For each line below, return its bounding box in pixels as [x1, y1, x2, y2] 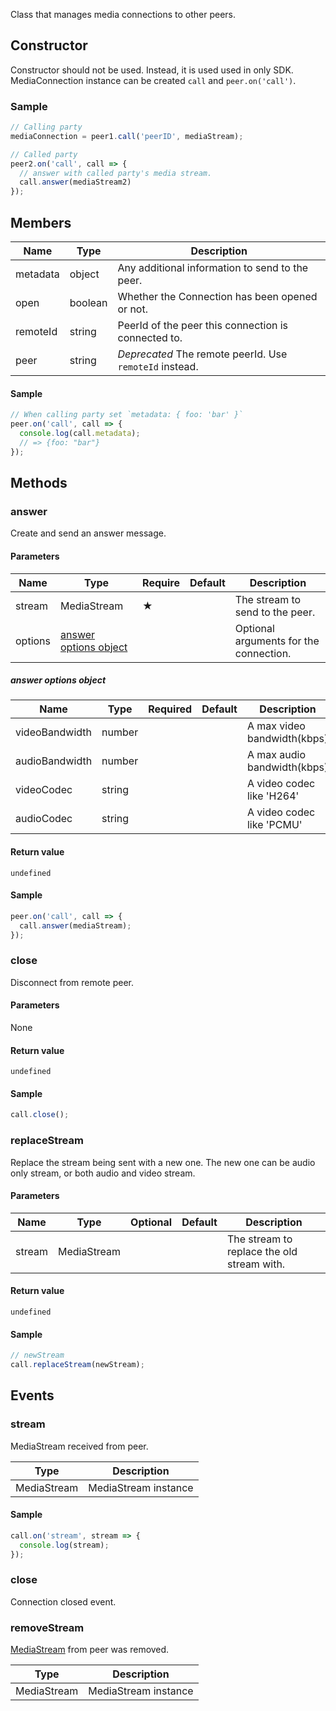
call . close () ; [10, 1110, 70, 1120]
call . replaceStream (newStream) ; [10, 1360, 145, 1370]
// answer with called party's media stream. [19, 168, 213, 178]
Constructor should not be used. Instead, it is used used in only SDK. [10, 64, 294, 76]
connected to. [117, 331, 183, 345]
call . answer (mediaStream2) [19, 177, 132, 188]
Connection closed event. [10, 1595, 117, 1608]
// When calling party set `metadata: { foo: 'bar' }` [10, 410, 244, 420]
